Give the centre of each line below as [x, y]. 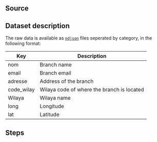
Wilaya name [55, 98]
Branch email [55, 73]
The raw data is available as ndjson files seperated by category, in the [79, 38]
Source [17, 8]
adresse [18, 81]
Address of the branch [66, 81]
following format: [23, 43]
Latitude [50, 114]
